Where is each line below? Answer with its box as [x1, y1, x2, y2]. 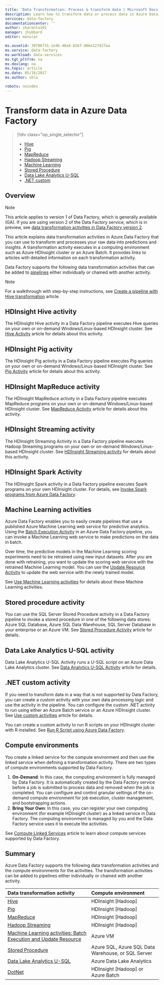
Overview [5, 192, 36, 200]
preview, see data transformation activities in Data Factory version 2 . [5, 224, 143, 230]
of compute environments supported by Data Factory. [5, 765, 113, 770]
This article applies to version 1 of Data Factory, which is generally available [5, 214, 157, 220]
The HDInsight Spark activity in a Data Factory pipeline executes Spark [5, 481, 148, 487]
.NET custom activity [5, 679, 71, 687]
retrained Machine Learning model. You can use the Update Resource [5, 564, 145, 570]
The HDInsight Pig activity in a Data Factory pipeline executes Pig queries [5, 358, 153, 364]
